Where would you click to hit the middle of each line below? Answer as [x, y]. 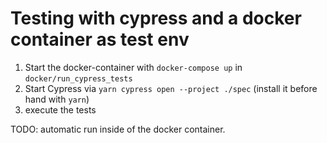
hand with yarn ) [57, 99]
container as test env [100, 39]
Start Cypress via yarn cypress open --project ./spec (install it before [171, 88]
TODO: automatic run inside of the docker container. [118, 129]
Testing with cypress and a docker [156, 18]
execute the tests [60, 109]
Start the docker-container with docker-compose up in [133, 67]
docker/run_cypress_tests [78, 78]
